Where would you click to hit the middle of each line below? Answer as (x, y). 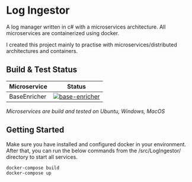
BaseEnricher (28, 96)
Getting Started (35, 130)
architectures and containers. (42, 51)
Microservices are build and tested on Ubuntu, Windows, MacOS (86, 111)
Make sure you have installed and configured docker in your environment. (96, 144)
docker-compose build (33, 168)
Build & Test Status (42, 70)
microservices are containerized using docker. (63, 33)
